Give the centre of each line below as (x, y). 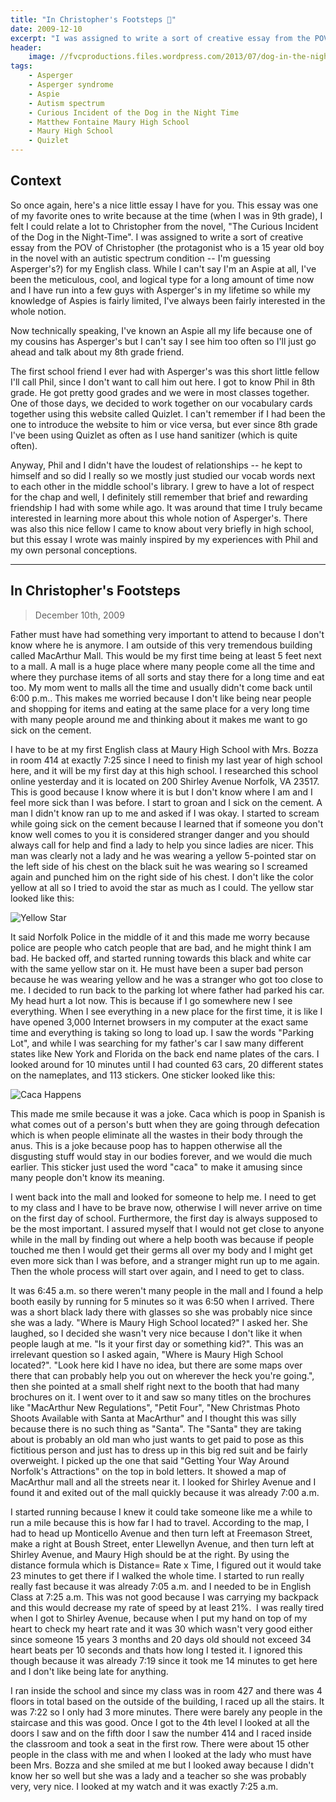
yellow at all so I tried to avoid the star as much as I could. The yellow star (162, 887)
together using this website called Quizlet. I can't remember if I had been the (168, 413)
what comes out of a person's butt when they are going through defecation (165, 1124)
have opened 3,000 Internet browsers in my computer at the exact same (159, 1022)
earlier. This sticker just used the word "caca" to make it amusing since (156, 1167)
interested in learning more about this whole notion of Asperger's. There (159, 518)
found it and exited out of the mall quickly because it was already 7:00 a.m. (165, 1492)
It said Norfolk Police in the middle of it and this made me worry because (160, 937)
